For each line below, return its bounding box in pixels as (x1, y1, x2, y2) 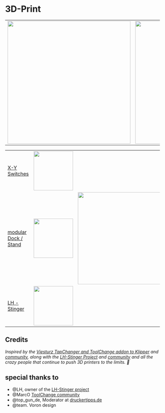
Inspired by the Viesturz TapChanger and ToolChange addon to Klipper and (5, 349, 159, 355)
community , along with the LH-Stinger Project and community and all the (5, 354, 153, 359)
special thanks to (5, 373, 59, 382)
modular (7, 228, 27, 235)
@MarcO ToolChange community (12, 391, 80, 397)
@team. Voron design (12, 402, 56, 408)
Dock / (7, 235, 23, 242)
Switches (7, 170, 29, 177)
